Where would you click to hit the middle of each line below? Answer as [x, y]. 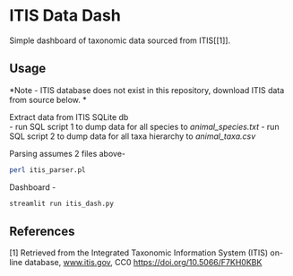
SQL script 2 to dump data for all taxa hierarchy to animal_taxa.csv [133, 136]
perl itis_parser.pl [48, 170]
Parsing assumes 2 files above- [67, 153]
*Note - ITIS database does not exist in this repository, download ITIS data [147, 90]
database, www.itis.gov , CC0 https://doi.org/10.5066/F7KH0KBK [143, 263]
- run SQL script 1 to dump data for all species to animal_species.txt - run [144, 126]
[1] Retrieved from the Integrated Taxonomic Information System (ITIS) [139, 253]
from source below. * [48, 99]
